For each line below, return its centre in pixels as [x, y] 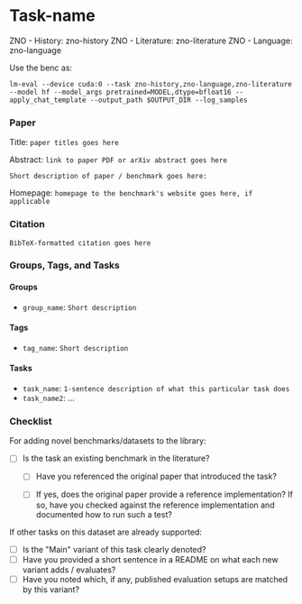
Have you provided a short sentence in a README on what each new [150, 559]
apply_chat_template [48, 100]
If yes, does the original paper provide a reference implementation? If [164, 494]
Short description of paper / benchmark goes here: [108, 177]
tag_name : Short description [75, 347]
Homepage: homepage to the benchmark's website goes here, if [131, 193]
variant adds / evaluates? [69, 570]
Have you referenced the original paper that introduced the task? [156, 476]
